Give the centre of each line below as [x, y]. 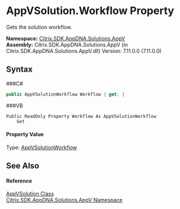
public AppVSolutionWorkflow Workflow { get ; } [66, 94]
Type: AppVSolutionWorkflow [42, 147]
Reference [19, 181]
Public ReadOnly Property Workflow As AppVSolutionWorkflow [81, 116]
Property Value [25, 134]
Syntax [19, 70]
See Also [23, 166]
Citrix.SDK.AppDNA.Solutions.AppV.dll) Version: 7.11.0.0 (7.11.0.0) [84, 50]
